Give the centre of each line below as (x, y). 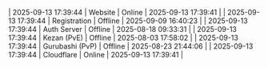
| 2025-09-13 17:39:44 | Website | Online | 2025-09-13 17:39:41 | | (117, 12)
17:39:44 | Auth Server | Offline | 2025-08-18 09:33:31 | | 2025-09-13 (123, 29)
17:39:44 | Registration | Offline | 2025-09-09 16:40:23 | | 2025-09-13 (132, 21)
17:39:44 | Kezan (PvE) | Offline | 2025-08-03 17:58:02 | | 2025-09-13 (123, 37)
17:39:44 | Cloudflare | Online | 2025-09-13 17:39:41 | (96, 55)
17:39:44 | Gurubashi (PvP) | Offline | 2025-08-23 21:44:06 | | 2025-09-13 (131, 46)
